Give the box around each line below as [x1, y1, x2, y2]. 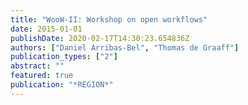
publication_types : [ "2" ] [10, 52, 118, 62]
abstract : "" [10, 61, 65, 71]
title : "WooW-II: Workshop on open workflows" [10, 14, 208, 25]
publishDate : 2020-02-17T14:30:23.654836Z [10, 33, 190, 43]
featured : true [10, 71, 74, 81]
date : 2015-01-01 [10, 24, 83, 34]
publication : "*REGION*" [10, 80, 114, 90]
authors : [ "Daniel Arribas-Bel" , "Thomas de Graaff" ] [10, 42, 240, 53]
